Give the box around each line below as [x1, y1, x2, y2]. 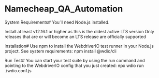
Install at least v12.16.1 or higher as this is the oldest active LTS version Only [4, 28, 154, 34]
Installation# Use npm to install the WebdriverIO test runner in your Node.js [4, 43, 154, 49]
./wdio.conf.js [4, 67, 32, 73]
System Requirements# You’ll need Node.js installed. [4, 19, 110, 25]
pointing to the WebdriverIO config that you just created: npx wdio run [4, 63, 144, 68]
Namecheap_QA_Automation [4, 3, 123, 14]
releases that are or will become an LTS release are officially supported [4, 34, 146, 39]
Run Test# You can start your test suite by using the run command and [4, 57, 145, 63]
